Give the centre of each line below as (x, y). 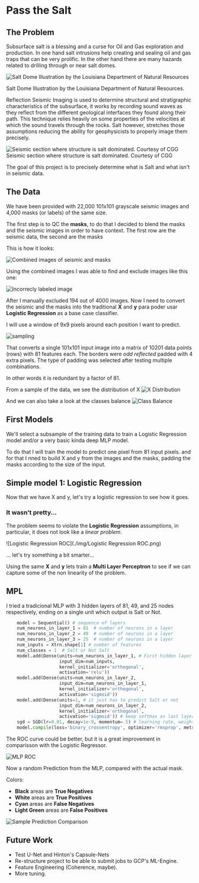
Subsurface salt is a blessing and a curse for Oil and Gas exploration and (95, 46)
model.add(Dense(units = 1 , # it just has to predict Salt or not (98, 700)
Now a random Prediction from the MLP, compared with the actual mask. (95, 768)
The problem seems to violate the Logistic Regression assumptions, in (92, 525)
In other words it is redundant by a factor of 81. (63, 378)
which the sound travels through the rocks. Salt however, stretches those (95, 125)
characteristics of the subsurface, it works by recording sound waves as (94, 106)
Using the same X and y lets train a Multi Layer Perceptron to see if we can (98, 566)
